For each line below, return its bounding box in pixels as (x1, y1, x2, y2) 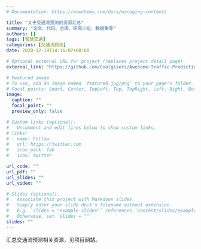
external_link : (6, 64, 44, 70)
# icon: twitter (6, 152, 52, 159)
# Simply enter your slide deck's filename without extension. (6, 202, 172, 208)
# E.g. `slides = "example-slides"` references (6, 208, 133, 214)
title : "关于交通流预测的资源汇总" (6, 19, 84, 26)
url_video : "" (6, 180, 42, 186)
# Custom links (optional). (6, 119, 77, 125)
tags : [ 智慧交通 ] (6, 37, 46, 43)
